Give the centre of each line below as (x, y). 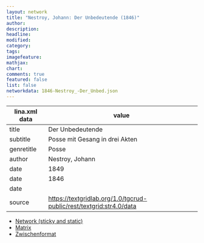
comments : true (25, 74)
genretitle (23, 149)
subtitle (20, 139)
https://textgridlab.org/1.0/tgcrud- (98, 198)
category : (19, 46)
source (19, 202)
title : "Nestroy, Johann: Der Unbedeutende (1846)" (73, 18)
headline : (19, 35)
